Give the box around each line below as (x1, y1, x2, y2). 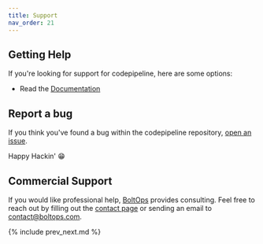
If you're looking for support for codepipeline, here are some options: (8, 68, 233, 79)
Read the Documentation (19, 84, 101, 94)
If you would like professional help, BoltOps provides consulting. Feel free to (8, 194, 256, 205)
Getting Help (8, 48, 72, 61)
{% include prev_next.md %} (8, 227, 101, 236)
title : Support (8, 11, 58, 20)
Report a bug (8, 107, 73, 120)
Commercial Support (8, 174, 113, 187)
